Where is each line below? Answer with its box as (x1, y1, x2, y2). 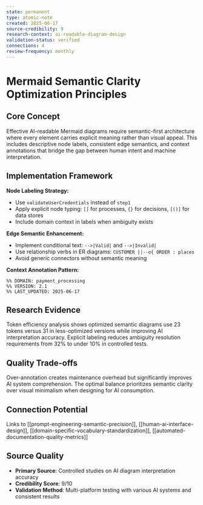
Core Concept (6, 112, 61, 122)
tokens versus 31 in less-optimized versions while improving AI (6, 327, 163, 335)
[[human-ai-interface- (138, 421, 194, 427)
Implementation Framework (6, 171, 113, 181)
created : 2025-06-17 (6, 20, 59, 26)
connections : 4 (6, 43, 45, 49)
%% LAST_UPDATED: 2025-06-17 (6, 289, 80, 295)
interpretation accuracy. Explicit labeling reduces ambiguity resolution (6, 334, 181, 341)
